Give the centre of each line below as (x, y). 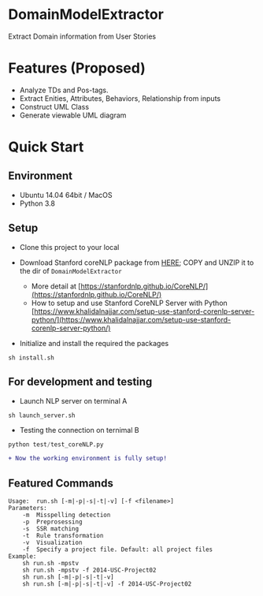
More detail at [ (56, 286)
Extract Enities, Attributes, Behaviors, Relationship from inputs (120, 98)
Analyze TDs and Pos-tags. (64, 90)
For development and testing (80, 382)
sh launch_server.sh (42, 415)
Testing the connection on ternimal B (79, 430)
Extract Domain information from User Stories (82, 36)
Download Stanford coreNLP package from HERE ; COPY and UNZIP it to (137, 263)
